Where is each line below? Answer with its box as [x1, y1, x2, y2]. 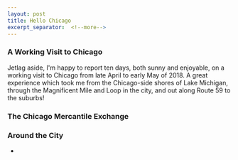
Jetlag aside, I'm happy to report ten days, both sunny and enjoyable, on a [7, 63, 225, 72]
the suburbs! [7, 93, 45, 102]
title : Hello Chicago [7, 17, 72, 24]
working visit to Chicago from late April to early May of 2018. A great [7, 70, 208, 79]
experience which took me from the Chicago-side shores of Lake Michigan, [7, 78, 229, 87]
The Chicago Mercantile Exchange [7, 111, 129, 121]
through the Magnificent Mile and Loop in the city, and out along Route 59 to [7, 86, 231, 95]
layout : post [7, 10, 46, 18]
